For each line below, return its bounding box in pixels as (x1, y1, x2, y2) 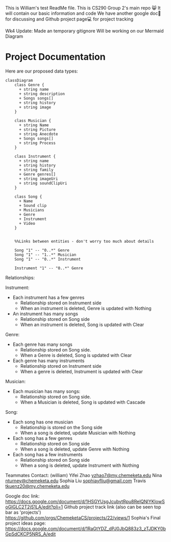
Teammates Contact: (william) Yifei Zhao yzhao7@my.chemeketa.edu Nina (5, 472, 162, 478)
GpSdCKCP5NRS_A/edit (5, 531, 56, 537)
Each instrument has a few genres (12, 294, 85, 300)
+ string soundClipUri (18, 180, 67, 186)
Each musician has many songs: (12, 388, 81, 394)
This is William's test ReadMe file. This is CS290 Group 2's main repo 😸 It (5, 5, 161, 11)
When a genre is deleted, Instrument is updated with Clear (20, 368, 143, 374)
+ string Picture (18, 127, 56, 132)
